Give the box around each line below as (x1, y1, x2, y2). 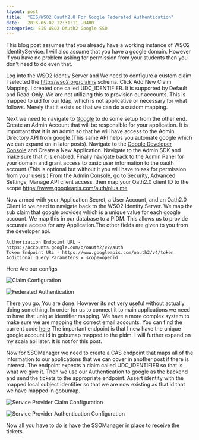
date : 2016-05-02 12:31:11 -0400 (6, 20, 94, 26)
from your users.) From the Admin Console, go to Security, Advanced (6, 172, 176, 179)
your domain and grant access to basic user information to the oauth (6, 159, 174, 166)
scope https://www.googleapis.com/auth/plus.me (6, 185, 128, 192)
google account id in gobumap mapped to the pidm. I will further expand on (6, 331, 191, 339)
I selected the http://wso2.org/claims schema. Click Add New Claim (6, 78, 172, 86)
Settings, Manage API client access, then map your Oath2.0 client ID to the (6, 178, 189, 186)
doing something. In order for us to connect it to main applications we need (6, 306, 190, 313)
